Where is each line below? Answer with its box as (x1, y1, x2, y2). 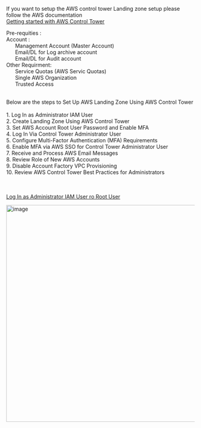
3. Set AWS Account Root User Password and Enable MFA (6, 124, 150, 131)
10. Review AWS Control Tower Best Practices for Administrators (6, 169, 165, 176)
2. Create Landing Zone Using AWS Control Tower (6, 118, 130, 125)
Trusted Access (14, 80, 54, 88)
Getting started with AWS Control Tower (6, 18, 105, 25)
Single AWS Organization (14, 74, 77, 81)
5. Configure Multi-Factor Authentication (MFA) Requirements (6, 137, 158, 143)
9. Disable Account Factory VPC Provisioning (6, 162, 117, 169)
